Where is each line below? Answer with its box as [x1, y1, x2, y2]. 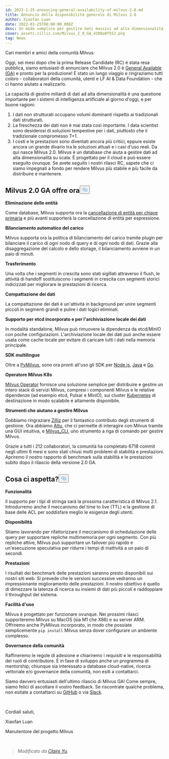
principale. [5, 342, 28, 348]
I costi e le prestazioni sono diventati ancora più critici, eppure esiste [12, 138, 155, 144]
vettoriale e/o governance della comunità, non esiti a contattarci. [5, 668, 139, 674]
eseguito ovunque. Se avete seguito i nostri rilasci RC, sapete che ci [12, 160, 154, 166]
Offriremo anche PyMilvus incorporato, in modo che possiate [5, 622, 132, 628]
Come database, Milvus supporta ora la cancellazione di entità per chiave [5, 209, 158, 215]
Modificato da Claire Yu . [17, 748, 69, 754]
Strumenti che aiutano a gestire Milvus [5, 407, 88, 413]
